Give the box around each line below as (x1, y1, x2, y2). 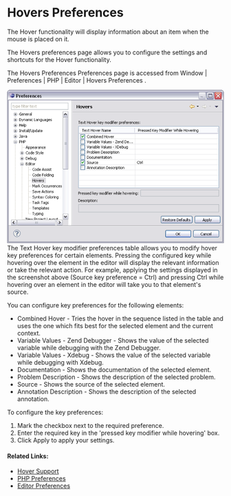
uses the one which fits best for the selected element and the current (16, 322, 213, 330)
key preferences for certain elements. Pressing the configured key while (7, 251, 212, 259)
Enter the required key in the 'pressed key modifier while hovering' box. (16, 429, 220, 438)
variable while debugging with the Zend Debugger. (16, 344, 161, 352)
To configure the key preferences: (7, 408, 104, 417)
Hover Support (16, 467, 60, 475)
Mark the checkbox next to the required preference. (16, 422, 164, 430)
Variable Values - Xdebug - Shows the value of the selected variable (16, 351, 211, 359)
